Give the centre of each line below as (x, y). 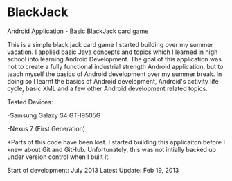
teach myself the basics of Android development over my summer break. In (115, 74)
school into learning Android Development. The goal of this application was (114, 59)
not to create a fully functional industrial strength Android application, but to (115, 66)
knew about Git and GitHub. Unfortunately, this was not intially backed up (112, 149)
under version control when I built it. (59, 157)
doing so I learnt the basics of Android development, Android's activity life (113, 81)
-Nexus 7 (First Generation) (46, 128)
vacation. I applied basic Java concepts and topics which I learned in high (113, 52)
